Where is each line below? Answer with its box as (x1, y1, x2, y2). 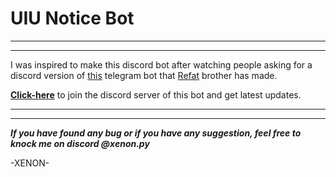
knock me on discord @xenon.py (10, 137, 150, 149)
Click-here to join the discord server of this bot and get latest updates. (10, 88, 302, 101)
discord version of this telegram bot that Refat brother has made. (10, 69, 278, 81)
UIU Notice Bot (10, 7, 135, 30)
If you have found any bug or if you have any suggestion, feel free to (10, 127, 302, 139)
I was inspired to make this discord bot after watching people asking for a (10, 58, 313, 71)
